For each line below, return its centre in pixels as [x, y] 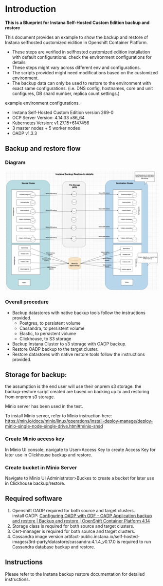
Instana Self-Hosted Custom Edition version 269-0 [63, 112]
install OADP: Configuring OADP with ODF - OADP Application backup [82, 516]
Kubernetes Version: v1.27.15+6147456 [51, 123]
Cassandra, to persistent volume [52, 328]
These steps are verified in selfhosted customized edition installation [81, 52]
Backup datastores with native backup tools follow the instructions [79, 313]
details [19, 62]
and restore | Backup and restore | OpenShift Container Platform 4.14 [81, 521]
